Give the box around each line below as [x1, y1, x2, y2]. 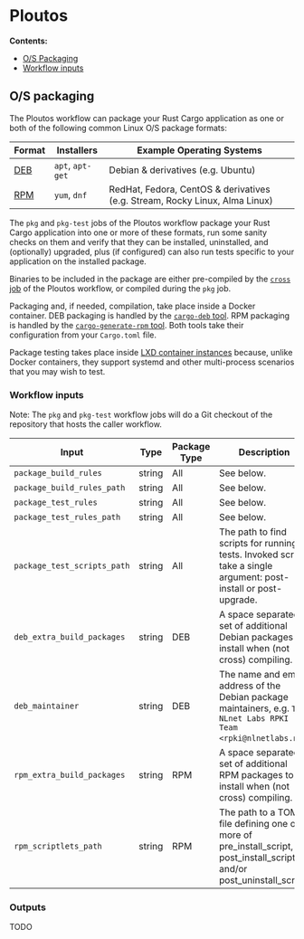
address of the [218, 679, 281, 692]
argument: [218, 571, 263, 583]
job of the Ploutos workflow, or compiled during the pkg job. [9, 282, 232, 294]
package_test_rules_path [14, 512, 121, 523]
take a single [218, 560, 273, 573]
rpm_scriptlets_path [14, 841, 102, 851]
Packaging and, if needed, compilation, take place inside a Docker [9, 300, 256, 311]
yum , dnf [53, 188, 88, 201]
